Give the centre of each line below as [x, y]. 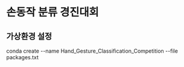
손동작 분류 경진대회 [53, 12]
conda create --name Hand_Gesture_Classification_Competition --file [92, 51]
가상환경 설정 [29, 36]
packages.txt [23, 57]
